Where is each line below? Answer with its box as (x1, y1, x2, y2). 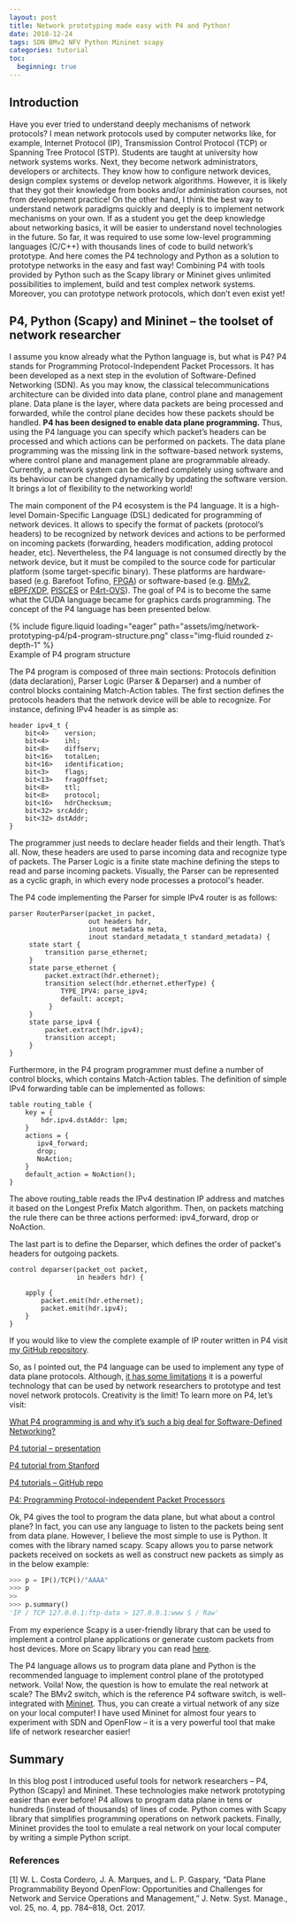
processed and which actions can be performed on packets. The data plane (9, 436, 286, 446)
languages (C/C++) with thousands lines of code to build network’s (9, 241, 254, 252)
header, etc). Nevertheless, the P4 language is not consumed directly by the (9, 546, 287, 558)
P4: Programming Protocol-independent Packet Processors (9, 1494, 225, 1505)
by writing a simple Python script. (9, 1832, 131, 1842)
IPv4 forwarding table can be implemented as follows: (9, 1082, 206, 1094)
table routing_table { (9, 1100, 93, 1109)
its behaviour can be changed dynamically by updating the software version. (9, 473, 288, 484)
